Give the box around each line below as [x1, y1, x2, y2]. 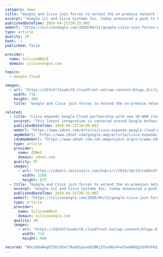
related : [5, 110, 23, 114]
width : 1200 [22, 173, 47, 177]
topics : [5, 70, 21, 75]
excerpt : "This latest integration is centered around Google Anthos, [14, 119, 160, 124]
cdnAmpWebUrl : [14, 137, 42, 142]
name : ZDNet [17, 150, 42, 155]
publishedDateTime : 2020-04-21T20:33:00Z [14, 191, 98, 196]
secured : [5, 244, 23, 250]
